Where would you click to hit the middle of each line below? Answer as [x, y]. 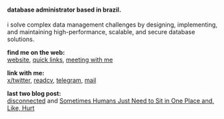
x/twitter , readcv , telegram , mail [52, 80]
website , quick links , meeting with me [60, 60]
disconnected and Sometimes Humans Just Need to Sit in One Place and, [111, 101]
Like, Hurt [21, 108]
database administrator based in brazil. [64, 10]
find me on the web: [36, 53]
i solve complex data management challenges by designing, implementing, [112, 25]
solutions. [21, 39]
